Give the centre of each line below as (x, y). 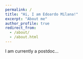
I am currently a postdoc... (32, 51)
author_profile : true (27, 23)
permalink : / (19, 10)
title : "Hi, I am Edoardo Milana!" (42, 14)
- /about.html (24, 37)
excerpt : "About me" (26, 19)
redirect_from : (21, 28)
